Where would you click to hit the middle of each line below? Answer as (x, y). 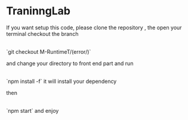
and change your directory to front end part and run (70, 63)
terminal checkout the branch (42, 33)
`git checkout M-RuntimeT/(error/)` (49, 51)
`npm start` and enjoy (33, 110)
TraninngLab (38, 11)
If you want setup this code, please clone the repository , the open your (94, 27)
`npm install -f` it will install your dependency (61, 81)
